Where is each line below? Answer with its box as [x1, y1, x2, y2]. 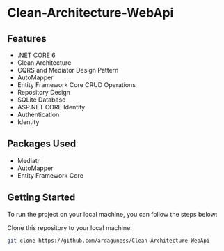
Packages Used [7, 138, 77, 150]
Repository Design [17, 89, 71, 96]
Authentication [17, 110, 60, 119]
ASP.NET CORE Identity [17, 103, 86, 111]
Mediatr [17, 156, 40, 165]
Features [7, 33, 47, 45]
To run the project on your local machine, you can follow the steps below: [7, 210, 218, 218]
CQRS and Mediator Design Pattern [17, 66, 119, 74]
